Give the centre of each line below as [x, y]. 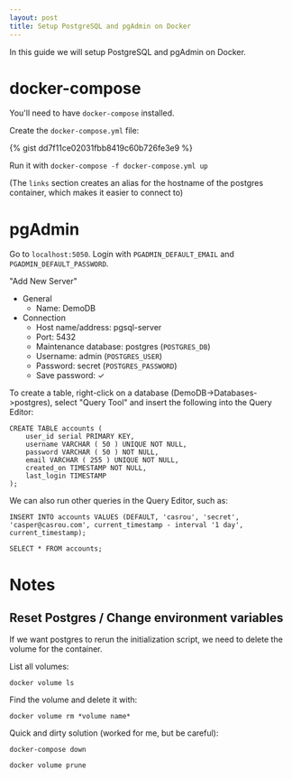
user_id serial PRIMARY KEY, [80, 437]
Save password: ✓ [70, 376]
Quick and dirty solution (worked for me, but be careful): [114, 733]
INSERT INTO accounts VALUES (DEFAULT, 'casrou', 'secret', [125, 517]
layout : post [34, 18]
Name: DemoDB [66, 309]
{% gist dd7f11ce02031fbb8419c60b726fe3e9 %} [101, 148]
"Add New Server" [44, 282]
